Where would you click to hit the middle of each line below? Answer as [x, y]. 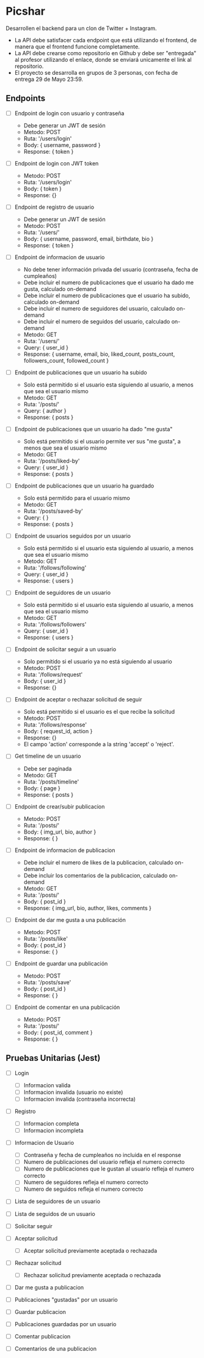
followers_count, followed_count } [66, 360]
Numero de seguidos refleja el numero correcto [83, 1189]
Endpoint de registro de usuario [54, 207]
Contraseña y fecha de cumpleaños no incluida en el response [102, 1155]
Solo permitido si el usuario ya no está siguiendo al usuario [98, 662]
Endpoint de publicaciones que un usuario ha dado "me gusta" [93, 429]
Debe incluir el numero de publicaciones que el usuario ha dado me [108, 282]
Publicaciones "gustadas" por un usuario [66, 1299]
